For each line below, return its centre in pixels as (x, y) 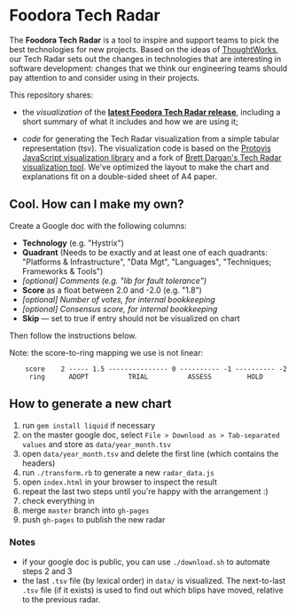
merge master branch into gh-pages (86, 510)
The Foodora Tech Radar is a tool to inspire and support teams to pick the (144, 40)
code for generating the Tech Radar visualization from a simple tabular (151, 138)
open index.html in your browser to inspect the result (119, 482)
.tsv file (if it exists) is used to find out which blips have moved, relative (152, 590)
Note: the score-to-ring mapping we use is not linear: (106, 352)
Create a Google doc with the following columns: (98, 225)
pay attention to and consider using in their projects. (105, 77)
